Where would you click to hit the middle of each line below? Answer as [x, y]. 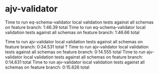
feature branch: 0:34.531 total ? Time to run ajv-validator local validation [77, 47]
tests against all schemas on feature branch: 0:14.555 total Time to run [75, 52]
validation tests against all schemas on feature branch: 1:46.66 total [72, 32]
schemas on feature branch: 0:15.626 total [47, 67]
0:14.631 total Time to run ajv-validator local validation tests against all [75, 62]
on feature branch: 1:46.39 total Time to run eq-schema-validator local [75, 27]
